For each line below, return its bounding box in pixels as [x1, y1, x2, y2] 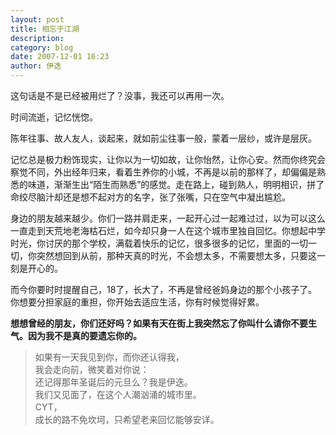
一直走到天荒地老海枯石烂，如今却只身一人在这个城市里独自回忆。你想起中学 [10, 225, 326, 236]
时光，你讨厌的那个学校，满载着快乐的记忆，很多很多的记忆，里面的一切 [10, 237, 308, 249]
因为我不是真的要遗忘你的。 [27, 330, 142, 341]
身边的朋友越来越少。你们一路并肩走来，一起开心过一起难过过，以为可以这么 [10, 212, 326, 224]
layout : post [10, 14, 65, 25]
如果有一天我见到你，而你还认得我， [34, 351, 185, 363]
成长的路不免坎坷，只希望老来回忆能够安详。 [34, 414, 220, 425]
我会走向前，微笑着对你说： [34, 364, 150, 375]
